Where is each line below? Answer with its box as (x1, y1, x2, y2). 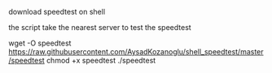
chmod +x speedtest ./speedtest (46, 56, 156, 65)
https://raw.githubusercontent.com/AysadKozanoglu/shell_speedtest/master (8, 47, 264, 56)
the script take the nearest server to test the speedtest (8, 23, 191, 32)
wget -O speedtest (8, 38, 72, 48)
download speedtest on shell (8, 7, 106, 16)
